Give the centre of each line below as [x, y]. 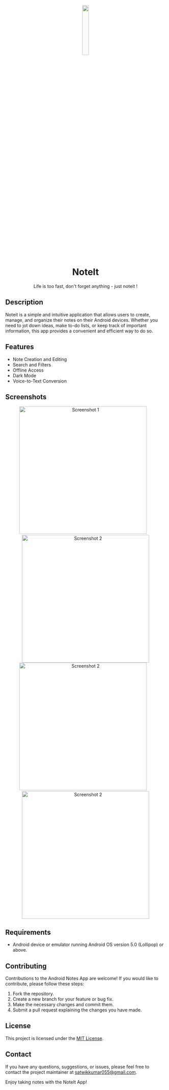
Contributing [26, 966]
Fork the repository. [33, 994]
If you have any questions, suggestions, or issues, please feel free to [77, 1067]
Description [24, 302]
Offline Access [28, 370]
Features [20, 347]
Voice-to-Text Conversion [40, 381]
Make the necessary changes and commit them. [63, 1004]
